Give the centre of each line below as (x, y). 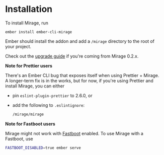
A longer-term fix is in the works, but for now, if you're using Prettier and (79, 80)
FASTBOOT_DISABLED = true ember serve (43, 148)
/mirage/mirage (28, 114)
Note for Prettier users (29, 66)
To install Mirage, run (27, 23)
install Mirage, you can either (35, 86)
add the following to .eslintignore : (48, 105)
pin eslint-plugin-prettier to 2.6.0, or (52, 95)
